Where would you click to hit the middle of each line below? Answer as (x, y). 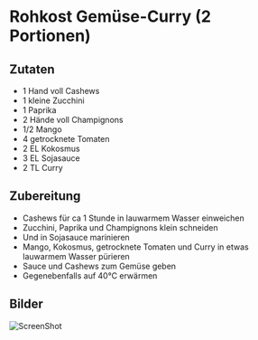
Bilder (26, 304)
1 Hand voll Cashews (61, 91)
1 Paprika (39, 110)
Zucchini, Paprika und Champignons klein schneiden (120, 227)
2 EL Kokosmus (51, 148)
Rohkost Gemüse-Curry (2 (111, 17)
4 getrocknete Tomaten (66, 139)
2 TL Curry (42, 168)
